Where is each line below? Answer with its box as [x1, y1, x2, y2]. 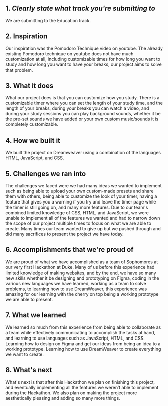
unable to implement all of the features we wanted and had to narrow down [5, 215, 160, 221]
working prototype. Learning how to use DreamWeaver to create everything [5, 346, 161, 352]
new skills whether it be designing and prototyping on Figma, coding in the [5, 275, 159, 281]
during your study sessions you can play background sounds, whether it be [5, 111, 161, 117]
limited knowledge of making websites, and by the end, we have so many [5, 269, 156, 276]
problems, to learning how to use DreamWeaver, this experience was [5, 286, 147, 292]
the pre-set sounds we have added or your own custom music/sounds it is [5, 116, 159, 122]
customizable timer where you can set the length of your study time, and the [5, 100, 163, 106]
